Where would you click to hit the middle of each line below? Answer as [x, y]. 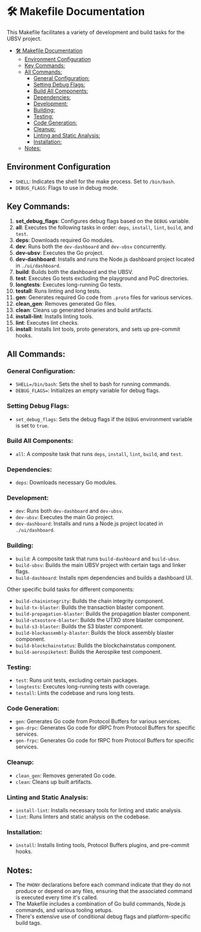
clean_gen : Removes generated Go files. [66, 303]
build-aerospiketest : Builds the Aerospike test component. [89, 651]
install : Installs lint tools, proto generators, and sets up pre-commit [98, 329]
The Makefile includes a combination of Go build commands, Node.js [100, 904]
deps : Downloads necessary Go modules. [66, 483]
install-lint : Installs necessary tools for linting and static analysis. [99, 810]
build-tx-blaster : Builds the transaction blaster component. [90, 607]
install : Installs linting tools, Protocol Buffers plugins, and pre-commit [102, 845]
